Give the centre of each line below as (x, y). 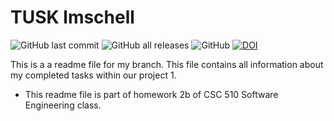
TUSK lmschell (72, 17)
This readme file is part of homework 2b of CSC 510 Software (151, 94)
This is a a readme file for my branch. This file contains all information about (167, 64)
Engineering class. (63, 105)
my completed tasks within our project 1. (93, 75)
